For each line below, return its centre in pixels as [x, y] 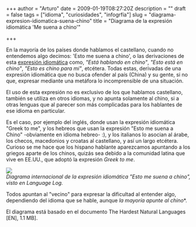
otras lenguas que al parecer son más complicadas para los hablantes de [94, 104]
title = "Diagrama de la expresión [133, 21]
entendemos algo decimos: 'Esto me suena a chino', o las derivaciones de [95, 56]
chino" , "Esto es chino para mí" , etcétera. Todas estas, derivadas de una [94, 68]
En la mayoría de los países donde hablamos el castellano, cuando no [90, 50]
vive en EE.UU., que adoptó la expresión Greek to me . [71, 159]
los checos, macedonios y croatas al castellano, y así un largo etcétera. [92, 141]
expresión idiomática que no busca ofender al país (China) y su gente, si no [97, 75]
